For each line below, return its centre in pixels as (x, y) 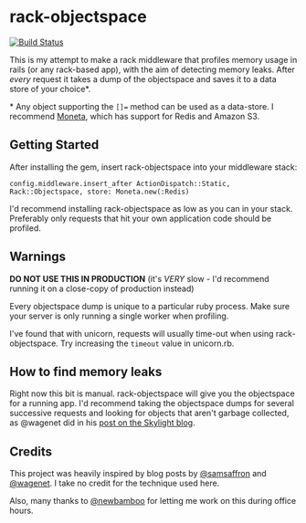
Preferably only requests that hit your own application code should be (141, 218)
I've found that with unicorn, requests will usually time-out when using (142, 333)
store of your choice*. (50, 89)
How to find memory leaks (86, 371)
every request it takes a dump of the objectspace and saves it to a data (143, 78)
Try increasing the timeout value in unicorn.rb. (148, 343)
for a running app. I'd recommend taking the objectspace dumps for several (152, 403)
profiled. (25, 228)
